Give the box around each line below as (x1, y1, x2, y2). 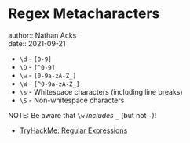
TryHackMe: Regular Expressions (19, 126, 128, 135)
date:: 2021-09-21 (8, 38, 66, 48)
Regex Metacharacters (8, 5, 160, 23)
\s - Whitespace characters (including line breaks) (19, 87, 183, 96)
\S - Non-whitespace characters (19, 95, 125, 105)
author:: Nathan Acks (8, 30, 77, 40)
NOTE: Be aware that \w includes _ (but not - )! (8, 110, 157, 120)
